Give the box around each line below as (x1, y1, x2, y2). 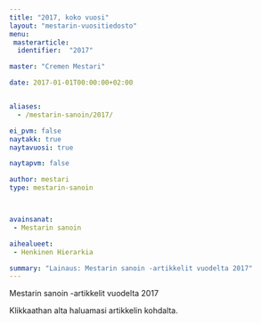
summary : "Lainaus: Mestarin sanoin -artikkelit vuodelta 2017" (9, 263, 253, 272)
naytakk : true (9, 134, 62, 143)
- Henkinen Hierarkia (12, 247, 94, 256)
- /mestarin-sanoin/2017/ (17, 110, 114, 119)
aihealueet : (9, 239, 53, 248)
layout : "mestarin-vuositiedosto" (9, 21, 138, 30)
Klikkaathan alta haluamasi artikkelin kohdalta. (9, 305, 178, 316)
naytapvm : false (9, 159, 69, 168)
